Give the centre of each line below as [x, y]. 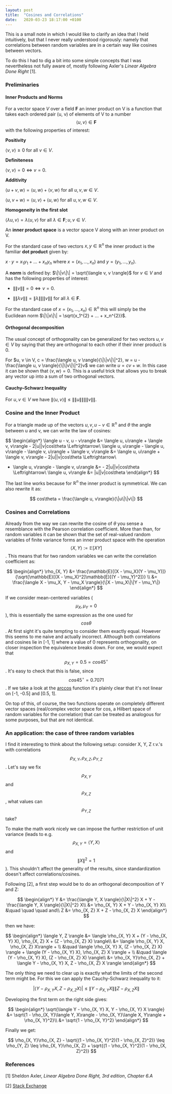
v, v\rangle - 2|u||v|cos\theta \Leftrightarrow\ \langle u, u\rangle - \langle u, [85, 446]
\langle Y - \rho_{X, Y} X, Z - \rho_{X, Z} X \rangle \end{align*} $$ [86, 963]
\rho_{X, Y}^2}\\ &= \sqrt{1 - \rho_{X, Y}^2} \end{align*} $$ [86, 1020]
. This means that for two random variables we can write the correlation [81, 556]
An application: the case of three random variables [70, 733]
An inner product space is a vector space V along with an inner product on [85, 230]
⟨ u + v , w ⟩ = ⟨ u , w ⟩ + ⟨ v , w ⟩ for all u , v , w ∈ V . [52, 190]
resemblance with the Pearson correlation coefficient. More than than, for [83, 529]
